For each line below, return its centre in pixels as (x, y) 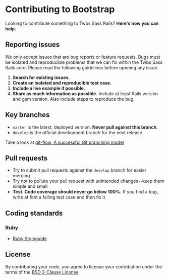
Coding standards (34, 213)
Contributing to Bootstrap (60, 9)
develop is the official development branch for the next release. (78, 132)
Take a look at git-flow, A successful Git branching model (65, 142)
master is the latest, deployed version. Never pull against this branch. (85, 127)
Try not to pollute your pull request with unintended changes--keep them (88, 181)
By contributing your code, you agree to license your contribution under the (84, 266)
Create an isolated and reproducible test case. (62, 83)
